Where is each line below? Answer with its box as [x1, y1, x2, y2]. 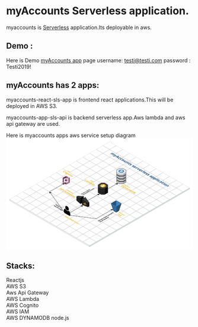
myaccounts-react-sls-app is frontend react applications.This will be [6, 96, 174, 103]
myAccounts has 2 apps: [6, 80, 100, 90]
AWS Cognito [6, 301, 39, 309]
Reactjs [6, 277, 25, 284]
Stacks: [6, 261, 36, 271]
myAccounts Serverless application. [6, 4, 190, 18]
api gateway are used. [6, 120, 60, 127]
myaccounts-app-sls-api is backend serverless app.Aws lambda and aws [6, 114, 186, 121]
